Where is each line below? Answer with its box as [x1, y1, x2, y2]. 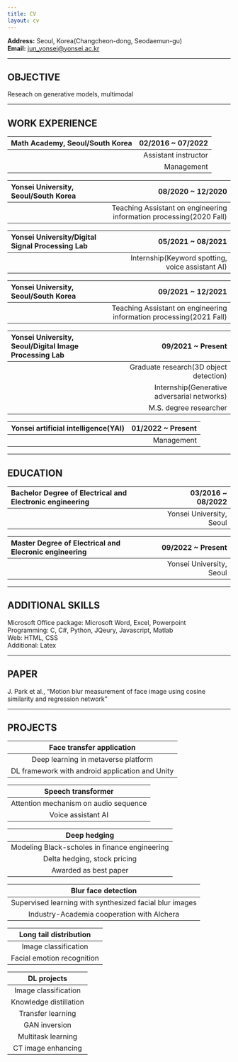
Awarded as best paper [51, 865, 129, 875]
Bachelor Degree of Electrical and [11, 487, 127, 497]
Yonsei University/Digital [11, 232, 97, 242]
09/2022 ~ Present [161, 542, 227, 552]
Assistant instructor [143, 150, 208, 160]
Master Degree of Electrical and [11, 538, 120, 548]
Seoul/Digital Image [11, 341, 79, 351]
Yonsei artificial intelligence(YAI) [11, 424, 125, 433]
